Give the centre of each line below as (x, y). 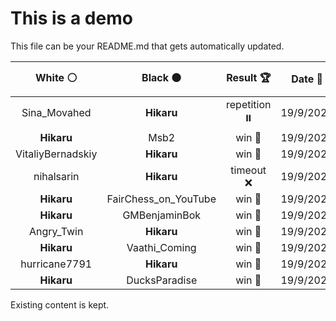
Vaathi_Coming (161, 247)
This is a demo (71, 18)
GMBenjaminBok (162, 215)
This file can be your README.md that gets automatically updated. (147, 46)
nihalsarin (56, 176)
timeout (248, 170)
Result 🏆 (249, 77)
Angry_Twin (56, 231)
